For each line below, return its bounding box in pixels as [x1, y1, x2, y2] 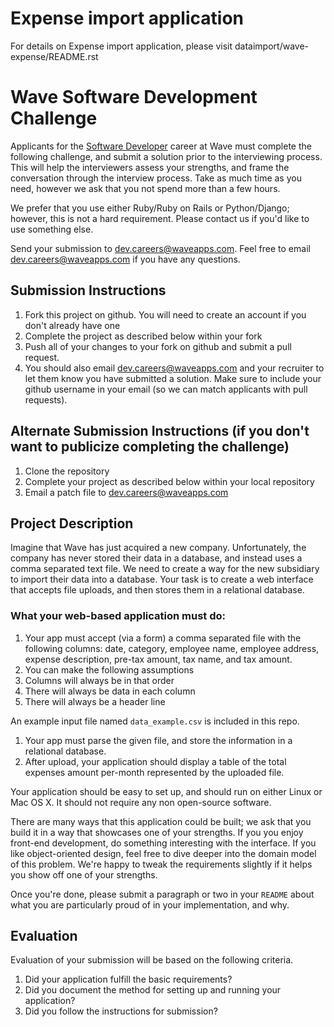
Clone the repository [24, 465, 110, 477]
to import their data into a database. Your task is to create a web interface [10, 573, 314, 586]
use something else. [10, 223, 94, 235]
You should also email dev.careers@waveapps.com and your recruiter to [24, 362, 325, 374]
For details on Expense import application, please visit [10, 40, 233, 52]
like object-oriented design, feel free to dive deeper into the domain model [10, 847, 317, 859]
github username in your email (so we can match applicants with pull [24, 383, 308, 395]
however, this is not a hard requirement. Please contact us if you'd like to [10, 212, 310, 224]
